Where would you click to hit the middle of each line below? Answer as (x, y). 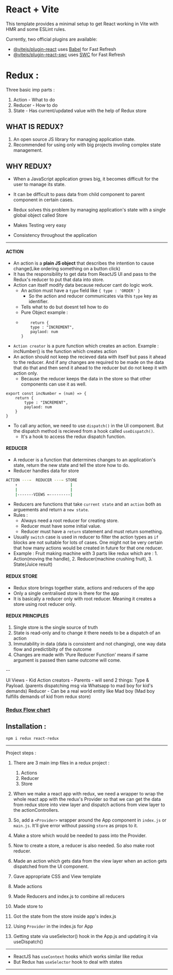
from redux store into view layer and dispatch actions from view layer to (89, 805)
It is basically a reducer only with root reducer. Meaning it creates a (84, 599)
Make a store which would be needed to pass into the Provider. (80, 835)
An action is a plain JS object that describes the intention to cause (84, 263)
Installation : (26, 727)
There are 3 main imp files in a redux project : (61, 762)
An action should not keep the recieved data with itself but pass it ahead (90, 357)
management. (28, 150)
